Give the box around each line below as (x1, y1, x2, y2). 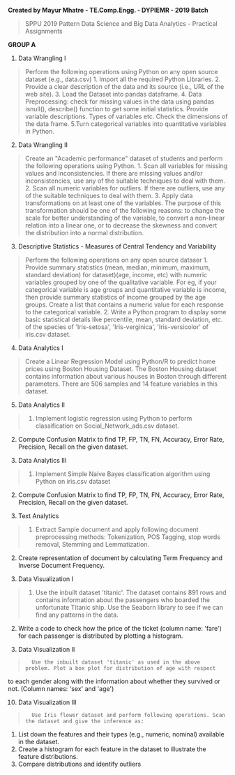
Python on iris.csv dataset (35, 477, 111, 485)
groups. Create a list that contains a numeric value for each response (24, 300, 224, 309)
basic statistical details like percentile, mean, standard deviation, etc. (24, 315, 223, 323)
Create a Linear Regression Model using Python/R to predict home (24, 357, 215, 365)
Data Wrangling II (17, 141, 68, 149)
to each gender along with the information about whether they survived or (8, 677, 220, 685)
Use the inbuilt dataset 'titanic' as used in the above (31, 659, 201, 666)
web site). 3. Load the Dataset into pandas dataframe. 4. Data (24, 90, 202, 98)
